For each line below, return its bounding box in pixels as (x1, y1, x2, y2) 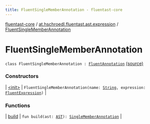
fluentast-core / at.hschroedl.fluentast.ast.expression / (5, 21, 119, 27)
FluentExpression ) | (5, 89, 47, 95)
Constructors (5, 73, 39, 80)
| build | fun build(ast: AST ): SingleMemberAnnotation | (5, 113, 122, 119)
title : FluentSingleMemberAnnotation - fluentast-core (5, 7, 123, 12)
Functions (5, 102, 30, 109)
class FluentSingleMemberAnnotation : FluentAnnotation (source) (5, 60, 143, 66)
